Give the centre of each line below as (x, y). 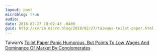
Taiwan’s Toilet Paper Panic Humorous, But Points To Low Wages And (77, 42)
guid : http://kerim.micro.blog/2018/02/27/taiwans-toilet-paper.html (80, 28)
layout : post (19, 10)
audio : (12, 19)
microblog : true (22, 14)
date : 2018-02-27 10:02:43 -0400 (40, 24)
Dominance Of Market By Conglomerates (48, 48)
